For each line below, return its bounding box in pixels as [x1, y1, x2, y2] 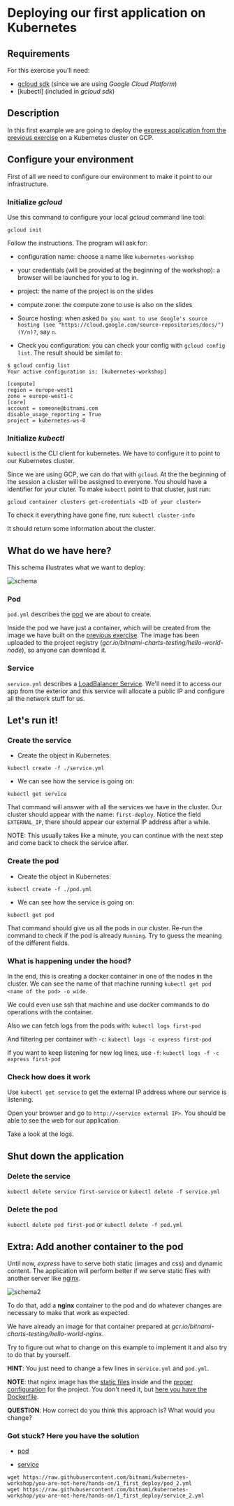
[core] [7, 399, 27, 406]
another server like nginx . [7, 1274, 81, 1282]
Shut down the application [7, 1150, 124, 1162]
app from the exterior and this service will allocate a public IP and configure [7, 687, 225, 695]
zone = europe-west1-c [7, 392, 73, 399]
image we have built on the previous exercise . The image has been [7, 631, 200, 639]
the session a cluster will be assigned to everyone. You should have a [7, 478, 207, 486]
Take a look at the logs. [7, 1130, 75, 1138]
